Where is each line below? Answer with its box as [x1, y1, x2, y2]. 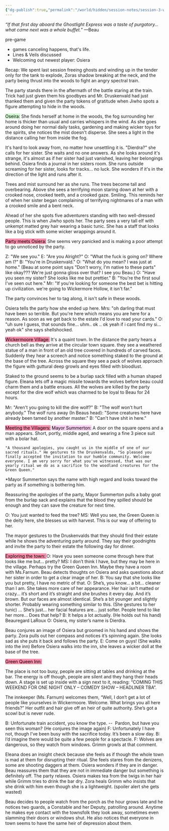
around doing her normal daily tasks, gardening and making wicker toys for [5, 124, 161, 130]
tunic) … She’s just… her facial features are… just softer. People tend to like [5, 607, 160, 613]
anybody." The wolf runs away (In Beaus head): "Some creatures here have [5, 410, 161, 416]
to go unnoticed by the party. [5, 243, 65, 250]
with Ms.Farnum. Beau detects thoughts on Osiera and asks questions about [5, 569, 163, 575]
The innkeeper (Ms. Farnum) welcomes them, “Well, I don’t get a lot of [5, 694, 151, 700]
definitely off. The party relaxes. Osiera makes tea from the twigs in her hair [5, 772, 162, 778]
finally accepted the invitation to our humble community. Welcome [5, 454, 150, 459]
